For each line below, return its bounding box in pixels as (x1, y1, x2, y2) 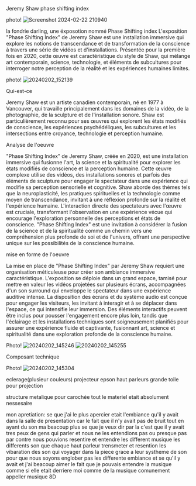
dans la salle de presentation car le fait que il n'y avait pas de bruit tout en (6, 418, 184, 424)
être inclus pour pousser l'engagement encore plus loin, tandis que (6, 312, 168, 319)
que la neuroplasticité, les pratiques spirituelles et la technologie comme (6, 190, 181, 197)
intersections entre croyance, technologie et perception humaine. (6, 130, 164, 137)
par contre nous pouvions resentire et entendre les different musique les (6, 436, 181, 443)
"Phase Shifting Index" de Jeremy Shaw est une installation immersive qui (6, 34, 184, 40)
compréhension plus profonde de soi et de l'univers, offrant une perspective (6, 233, 190, 240)
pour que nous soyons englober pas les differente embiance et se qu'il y (6, 454, 181, 461)
